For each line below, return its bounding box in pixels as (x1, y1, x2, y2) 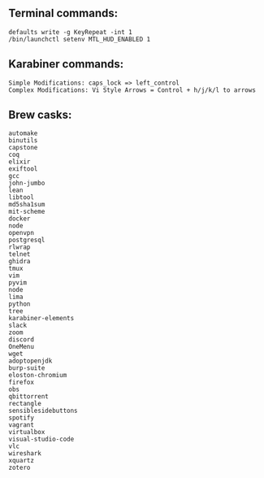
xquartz (8, 457, 35, 465)
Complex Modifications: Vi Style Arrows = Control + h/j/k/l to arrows (8, 85, 256, 94)
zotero (8, 463, 31, 472)
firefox (8, 378, 35, 387)
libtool (8, 193, 35, 202)
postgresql (8, 236, 45, 245)
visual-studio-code (8, 435, 75, 444)
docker (8, 215, 31, 223)
